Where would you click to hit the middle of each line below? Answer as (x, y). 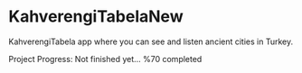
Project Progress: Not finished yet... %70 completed (105, 59)
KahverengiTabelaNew (96, 17)
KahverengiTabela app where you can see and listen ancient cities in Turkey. (151, 41)
